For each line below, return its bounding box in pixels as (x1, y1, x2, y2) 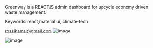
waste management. (5, 9, 47, 15)
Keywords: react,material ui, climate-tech (5, 19, 88, 24)
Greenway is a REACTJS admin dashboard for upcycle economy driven (5, 4, 149, 10)
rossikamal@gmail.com (5, 28, 52, 33)
